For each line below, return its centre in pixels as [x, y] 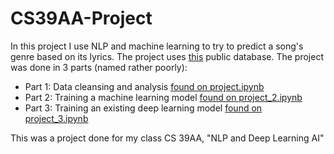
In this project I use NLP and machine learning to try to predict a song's [157, 46]
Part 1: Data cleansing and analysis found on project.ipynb [144, 86]
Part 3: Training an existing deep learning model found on [143, 108]
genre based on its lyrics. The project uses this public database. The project [167, 56]
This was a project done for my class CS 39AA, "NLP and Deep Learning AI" [167, 138]
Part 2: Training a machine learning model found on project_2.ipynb [163, 97]
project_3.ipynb [56, 118]
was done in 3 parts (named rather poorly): [99, 67]
